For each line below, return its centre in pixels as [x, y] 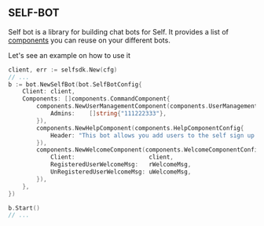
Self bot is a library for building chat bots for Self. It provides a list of [119, 31]
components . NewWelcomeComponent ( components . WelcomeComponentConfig [149, 150]
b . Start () [24, 208]
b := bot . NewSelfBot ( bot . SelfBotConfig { [75, 84]
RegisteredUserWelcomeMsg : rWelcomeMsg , [121, 165]
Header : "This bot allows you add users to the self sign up [152, 135]
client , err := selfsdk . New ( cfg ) [63, 70]
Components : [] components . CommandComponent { [96, 99]
